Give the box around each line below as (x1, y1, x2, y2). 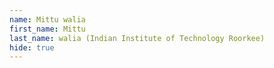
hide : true (9, 42, 55, 53)
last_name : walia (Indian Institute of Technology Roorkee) (9, 33, 266, 43)
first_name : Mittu (9, 24, 86, 34)
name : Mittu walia (9, 14, 86, 25)
